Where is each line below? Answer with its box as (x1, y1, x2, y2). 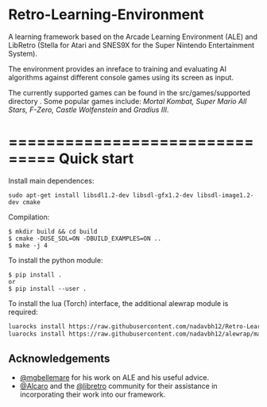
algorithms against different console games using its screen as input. (8, 72, 234, 82)
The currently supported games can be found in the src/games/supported (8, 87, 250, 97)
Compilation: (8, 212, 50, 222)
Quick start (58, 149, 134, 168)
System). (8, 48, 38, 58)
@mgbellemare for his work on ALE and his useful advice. (19, 373, 209, 382)
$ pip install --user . (8, 285, 87, 293)
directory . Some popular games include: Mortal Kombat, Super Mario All (8, 96, 247, 106)
